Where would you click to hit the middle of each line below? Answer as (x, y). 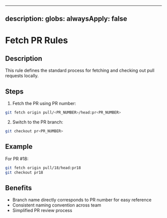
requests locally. (22, 76)
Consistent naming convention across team (57, 205)
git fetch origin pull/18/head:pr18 (43, 168)
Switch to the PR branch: (38, 122)
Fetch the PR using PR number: (44, 104)
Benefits (19, 188)
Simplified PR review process (42, 211)
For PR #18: (17, 159)
